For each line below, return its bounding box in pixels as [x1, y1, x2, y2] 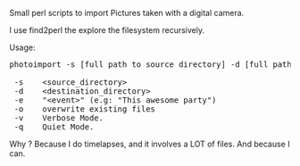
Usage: [9, 42, 36, 53]
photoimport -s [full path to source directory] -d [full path [9, 60, 292, 70]
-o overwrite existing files [13, 104, 156, 114]
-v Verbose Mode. [13, 113, 104, 123]
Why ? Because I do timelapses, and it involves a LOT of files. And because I [9, 138, 290, 149]
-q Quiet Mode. [13, 122, 95, 132]
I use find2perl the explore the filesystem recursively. [9, 25, 205, 35]
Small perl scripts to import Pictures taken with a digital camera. [9, 8, 245, 18]
